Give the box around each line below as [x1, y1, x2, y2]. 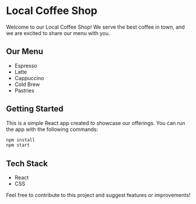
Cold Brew [14, 81, 40, 88]
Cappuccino [14, 74, 44, 81]
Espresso [14, 62, 37, 69]
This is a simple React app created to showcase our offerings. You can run [6, 119, 185, 126]
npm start [6, 142, 30, 148]
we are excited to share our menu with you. [6, 29, 111, 36]
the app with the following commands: [6, 126, 98, 133]
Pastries [14, 87, 35, 94]
